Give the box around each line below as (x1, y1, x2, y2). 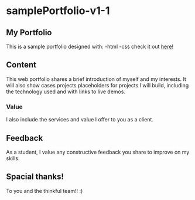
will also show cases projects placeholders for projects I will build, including (6, 82, 189, 89)
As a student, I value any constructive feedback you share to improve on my (6, 148, 190, 155)
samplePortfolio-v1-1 (6, 4, 110, 18)
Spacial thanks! (6, 172, 64, 182)
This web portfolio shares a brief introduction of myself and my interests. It (6, 75, 186, 83)
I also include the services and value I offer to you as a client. (6, 116, 154, 123)
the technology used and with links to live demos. (6, 88, 126, 95)
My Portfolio (6, 28, 52, 38)
